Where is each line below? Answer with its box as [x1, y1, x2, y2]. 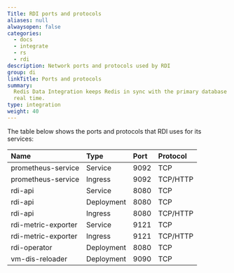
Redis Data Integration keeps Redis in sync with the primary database [13, 88, 228, 95]
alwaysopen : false [7, 23, 61, 30]
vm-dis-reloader [11, 253, 68, 263]
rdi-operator [11, 242, 53, 252]
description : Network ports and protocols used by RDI [7, 62, 171, 69]
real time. [13, 95, 46, 102]
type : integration [7, 101, 61, 108]
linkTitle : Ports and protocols [7, 75, 102, 83]
